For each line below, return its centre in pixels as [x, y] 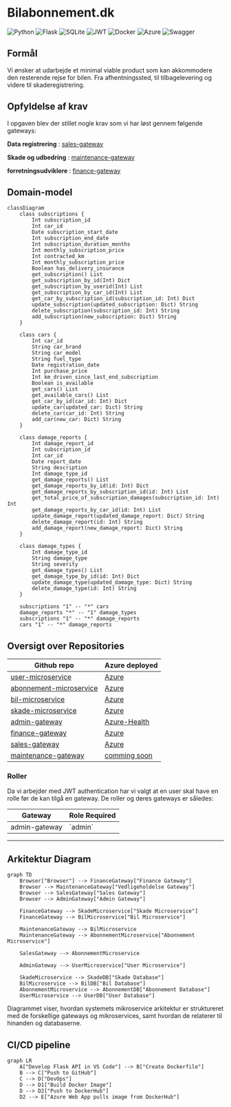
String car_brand [56, 347]
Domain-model [40, 192]
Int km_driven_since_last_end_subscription [95, 378]
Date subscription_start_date [75, 233]
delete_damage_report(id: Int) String [87, 522]
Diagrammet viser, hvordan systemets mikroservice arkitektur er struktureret [115, 1008]
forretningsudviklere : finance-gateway [64, 170]
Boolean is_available [63, 383]
